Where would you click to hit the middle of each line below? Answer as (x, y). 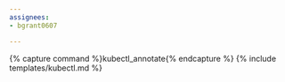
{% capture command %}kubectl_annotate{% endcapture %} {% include (143, 58)
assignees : (29, 17)
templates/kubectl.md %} (56, 68)
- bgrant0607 (33, 26)
